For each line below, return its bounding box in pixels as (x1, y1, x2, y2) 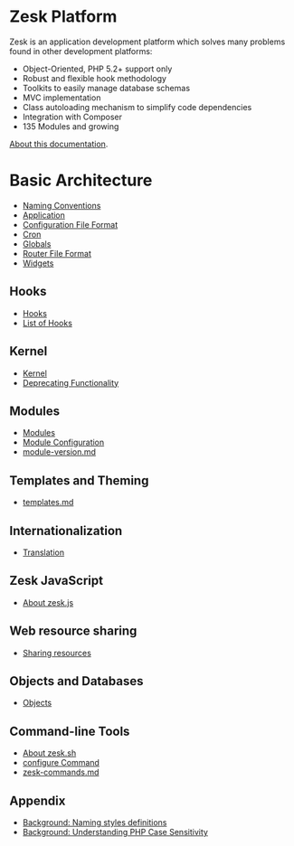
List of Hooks (22, 317, 72, 328)
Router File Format (22, 248, 92, 258)
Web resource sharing (9, 624, 138, 639)
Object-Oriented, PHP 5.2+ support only (22, 63, 173, 74)
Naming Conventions (22, 200, 101, 211)
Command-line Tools (9, 723, 130, 738)
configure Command (22, 757, 100, 768)
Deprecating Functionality (22, 377, 119, 388)
